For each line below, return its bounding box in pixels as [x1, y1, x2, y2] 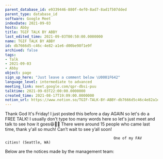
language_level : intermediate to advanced [5, 79, 92, 84]
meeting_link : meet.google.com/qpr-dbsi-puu [5, 84, 97, 89]
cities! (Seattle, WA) [5, 140, 51, 145]
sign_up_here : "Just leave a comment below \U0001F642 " [5, 75, 120, 80]
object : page [5, 71, 32, 75]
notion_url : [5, 98, 29, 103]
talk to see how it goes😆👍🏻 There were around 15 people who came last [5, 121, 150, 127]
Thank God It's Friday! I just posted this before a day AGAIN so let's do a [5, 111, 149, 117]
